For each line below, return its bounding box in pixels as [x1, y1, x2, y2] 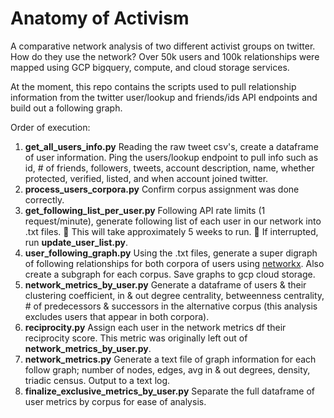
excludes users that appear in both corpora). [24, 310, 210, 322]
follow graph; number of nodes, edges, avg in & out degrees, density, [24, 363, 311, 376]
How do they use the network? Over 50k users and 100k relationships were [10, 50, 320, 62]
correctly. [24, 193, 65, 206]
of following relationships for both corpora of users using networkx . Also [24, 257, 325, 269]
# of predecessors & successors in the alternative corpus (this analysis [24, 300, 318, 312]
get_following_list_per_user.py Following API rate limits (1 [24, 204, 266, 216]
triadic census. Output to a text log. [24, 374, 171, 386]
